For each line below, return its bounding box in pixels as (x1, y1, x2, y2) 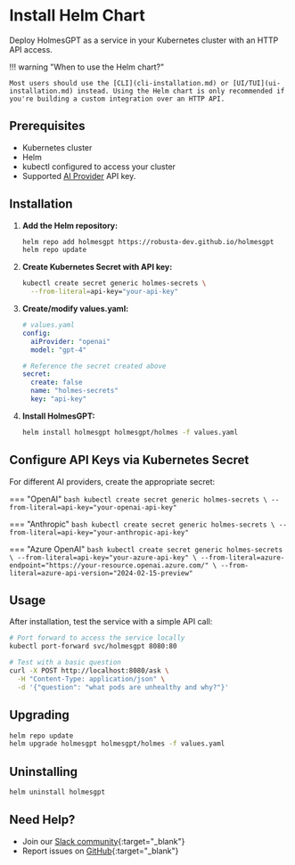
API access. (9, 44, 53, 54)
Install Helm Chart (9, 5, 145, 26)
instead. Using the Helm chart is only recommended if (77, 86, 285, 95)
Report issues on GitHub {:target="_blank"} (21, 845, 179, 856)
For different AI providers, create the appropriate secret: (9, 476, 216, 486)
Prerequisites (9, 118, 86, 134)
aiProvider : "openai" (30, 337, 111, 346)
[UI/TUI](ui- (232, 78, 281, 87)
